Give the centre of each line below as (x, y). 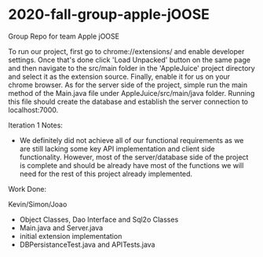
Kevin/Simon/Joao (38, 204)
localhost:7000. (33, 110)
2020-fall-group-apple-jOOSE (109, 15)
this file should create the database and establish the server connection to (128, 101)
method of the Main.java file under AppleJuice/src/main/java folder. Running (131, 93)
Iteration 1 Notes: (35, 125)
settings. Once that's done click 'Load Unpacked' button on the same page (130, 60)
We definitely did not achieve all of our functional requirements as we (131, 140)
